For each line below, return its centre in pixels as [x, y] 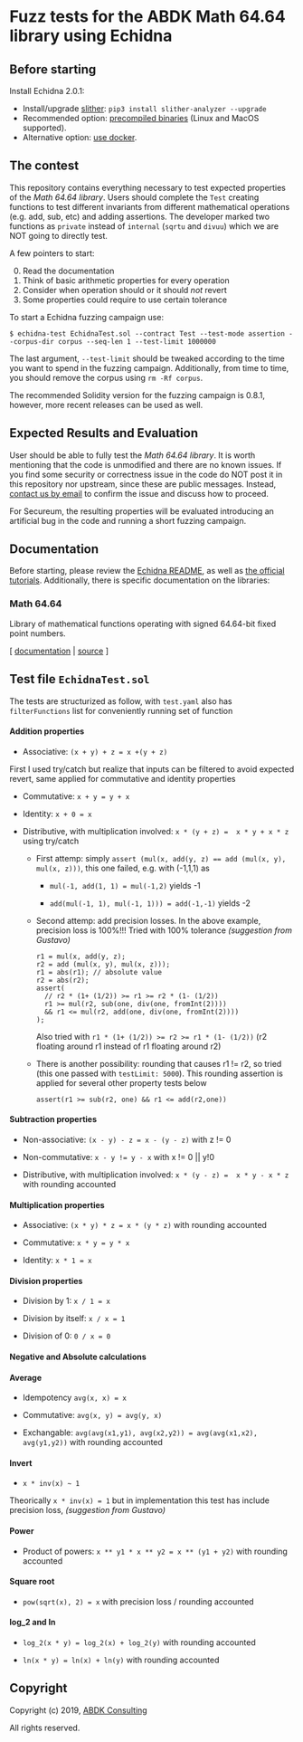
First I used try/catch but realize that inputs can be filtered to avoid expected [152, 769]
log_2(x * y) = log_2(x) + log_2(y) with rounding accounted [139, 1642]
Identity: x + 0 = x [57, 814]
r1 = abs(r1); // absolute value [99, 972]
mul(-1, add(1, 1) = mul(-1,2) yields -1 [125, 885]
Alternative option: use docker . [80, 137]
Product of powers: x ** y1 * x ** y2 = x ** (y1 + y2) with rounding [155, 1551]
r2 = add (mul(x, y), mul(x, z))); [103, 964]
